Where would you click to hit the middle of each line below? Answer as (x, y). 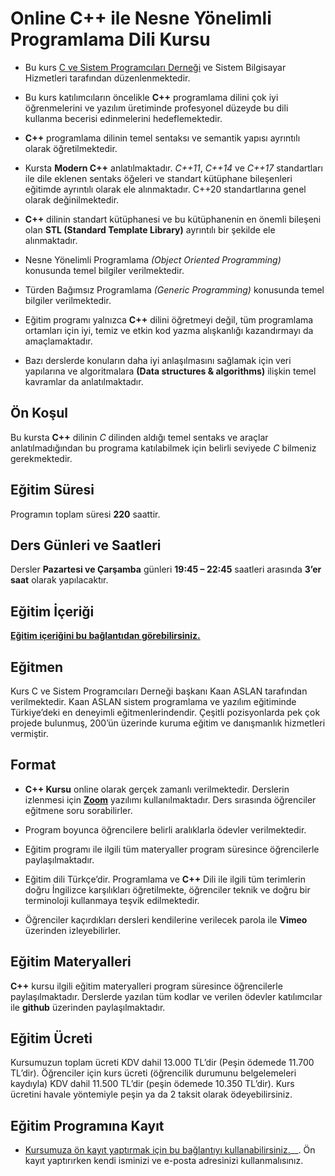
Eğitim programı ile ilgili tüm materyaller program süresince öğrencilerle (172, 849)
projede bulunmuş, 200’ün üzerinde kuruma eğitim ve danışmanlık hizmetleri (168, 723)
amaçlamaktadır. (58, 341)
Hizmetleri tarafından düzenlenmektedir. (107, 78)
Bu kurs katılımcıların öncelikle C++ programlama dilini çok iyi (151, 97)
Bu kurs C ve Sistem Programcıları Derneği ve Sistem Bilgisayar (155, 67)
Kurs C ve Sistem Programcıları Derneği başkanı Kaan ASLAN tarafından (159, 691)
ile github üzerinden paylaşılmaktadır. (88, 1007)
